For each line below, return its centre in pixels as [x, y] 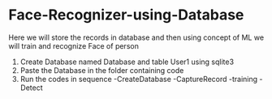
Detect [31, 88]
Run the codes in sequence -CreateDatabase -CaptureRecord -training [139, 79]
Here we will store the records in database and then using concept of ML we [136, 37]
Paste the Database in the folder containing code [102, 70]
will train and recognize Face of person [74, 45]
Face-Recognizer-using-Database [126, 15]
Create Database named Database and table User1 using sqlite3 [127, 62]
